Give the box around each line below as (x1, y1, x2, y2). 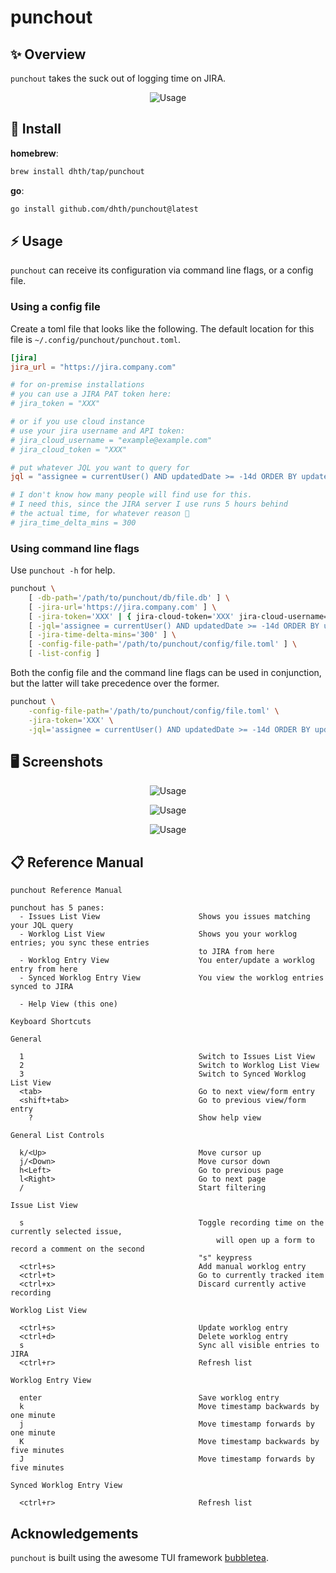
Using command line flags (10, 541, 140, 555)
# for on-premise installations (10, 380, 145, 390)
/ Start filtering (19, 1183, 267, 1193)
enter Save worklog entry (19, 1393, 280, 1403)
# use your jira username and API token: (10, 426, 186, 436)
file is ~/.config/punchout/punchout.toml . (10, 333, 181, 345)
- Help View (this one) (19, 999, 118, 1010)
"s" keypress (198, 1253, 253, 1263)
